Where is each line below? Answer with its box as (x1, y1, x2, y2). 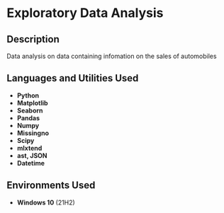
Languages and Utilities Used (6, 72, 139, 84)
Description (6, 33, 60, 45)
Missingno (16, 129, 49, 137)
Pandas (16, 113, 40, 122)
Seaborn (16, 106, 43, 115)
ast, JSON (16, 151, 47, 160)
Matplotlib (16, 98, 48, 107)
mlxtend (16, 144, 43, 152)
